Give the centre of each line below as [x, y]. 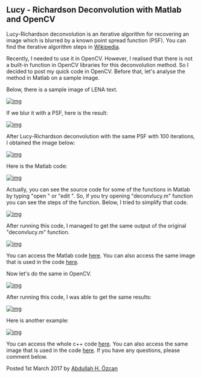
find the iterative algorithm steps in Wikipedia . [63, 46]
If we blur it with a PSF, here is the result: [57, 113]
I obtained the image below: [41, 143]
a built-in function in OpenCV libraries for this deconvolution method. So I [97, 65]
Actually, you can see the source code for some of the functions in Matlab [98, 189]
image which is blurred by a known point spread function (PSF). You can [96, 40]
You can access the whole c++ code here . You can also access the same [97, 344]
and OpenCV [31, 20]
